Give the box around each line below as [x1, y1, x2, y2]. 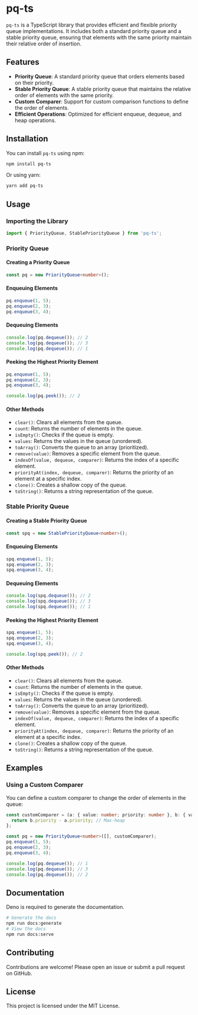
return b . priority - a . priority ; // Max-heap [11, 817, 126, 823]
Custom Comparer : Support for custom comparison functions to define [14, 98, 189, 105]
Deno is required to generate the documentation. [6, 904, 125, 911]
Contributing [6, 948, 54, 958]
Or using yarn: [6, 172, 41, 179]
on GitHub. [6, 970, 32, 977]
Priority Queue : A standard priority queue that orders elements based [14, 73, 184, 80]
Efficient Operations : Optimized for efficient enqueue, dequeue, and [14, 110, 181, 117]
